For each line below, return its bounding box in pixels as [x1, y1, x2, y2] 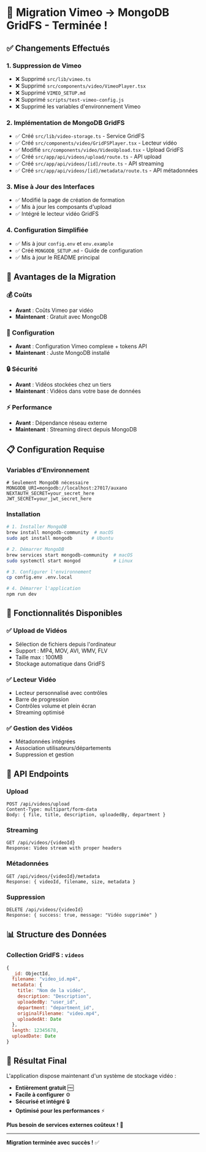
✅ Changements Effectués [6, 43, 110, 53]
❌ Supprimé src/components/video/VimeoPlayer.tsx [15, 82, 146, 89]
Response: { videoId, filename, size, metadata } [6, 879, 136, 885]
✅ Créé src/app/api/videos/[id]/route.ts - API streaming [15, 160, 164, 167]
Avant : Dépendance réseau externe [15, 419, 107, 426]
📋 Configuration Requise [6, 444, 105, 455]
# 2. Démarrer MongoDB [6, 546, 64, 552]
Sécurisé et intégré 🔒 [15, 1097, 71, 1105]
